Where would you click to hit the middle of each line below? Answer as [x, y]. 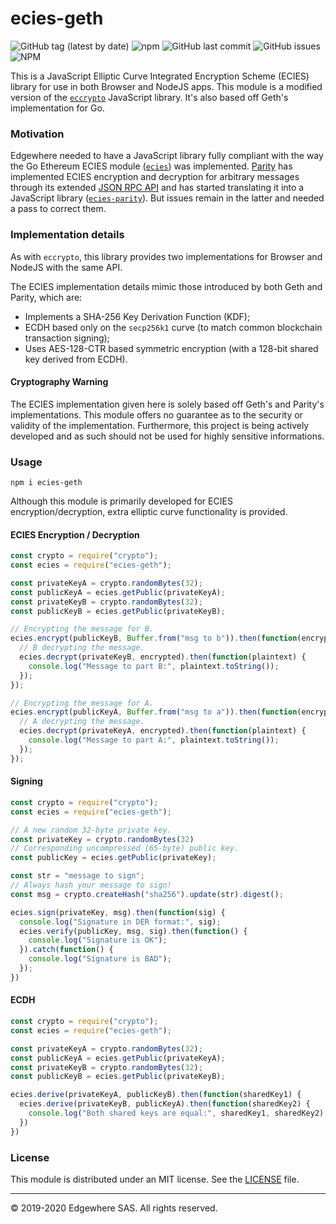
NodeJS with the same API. [66, 267]
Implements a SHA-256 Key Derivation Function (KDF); [137, 316]
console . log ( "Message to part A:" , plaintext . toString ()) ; [154, 740]
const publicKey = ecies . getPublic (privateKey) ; [113, 858]
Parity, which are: [46, 297]
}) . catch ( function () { [66, 950]
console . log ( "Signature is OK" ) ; [98, 940]
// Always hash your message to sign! [91, 885]
